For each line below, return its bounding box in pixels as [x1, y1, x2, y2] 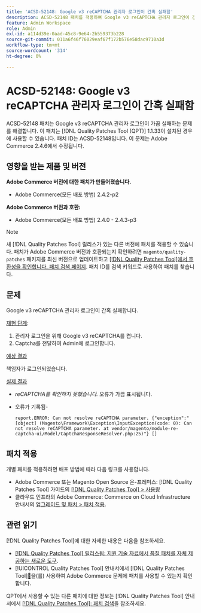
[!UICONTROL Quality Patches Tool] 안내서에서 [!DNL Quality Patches [14, 565, 185, 572]
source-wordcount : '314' [6, 48, 68, 54]
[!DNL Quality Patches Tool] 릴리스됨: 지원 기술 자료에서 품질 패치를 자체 [14, 550, 187, 557]
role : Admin [6, 25, 36, 32]
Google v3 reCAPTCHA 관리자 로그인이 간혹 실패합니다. [6, 307, 139, 314]
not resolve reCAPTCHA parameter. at [14, 426, 109, 432]
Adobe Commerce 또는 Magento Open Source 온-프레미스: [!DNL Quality [14, 478, 193, 485]
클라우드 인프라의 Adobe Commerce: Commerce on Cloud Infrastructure [14, 493, 191, 500]
